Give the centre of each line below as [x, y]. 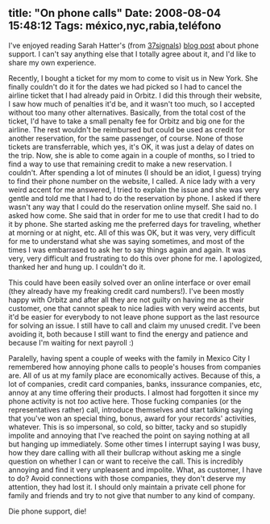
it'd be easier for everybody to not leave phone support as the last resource [134, 316]
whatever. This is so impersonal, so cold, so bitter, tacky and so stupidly [128, 426]
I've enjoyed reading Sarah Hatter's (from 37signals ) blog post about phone [134, 45]
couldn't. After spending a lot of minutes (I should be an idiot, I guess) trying [135, 172]
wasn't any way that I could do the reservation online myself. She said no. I [133, 207]
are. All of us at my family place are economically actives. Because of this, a [134, 375]
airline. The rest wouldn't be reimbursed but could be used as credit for [127, 129]
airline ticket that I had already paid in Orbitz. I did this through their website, [135, 95]
